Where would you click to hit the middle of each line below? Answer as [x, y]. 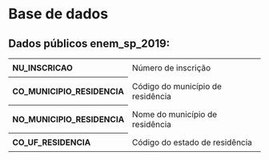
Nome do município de [175, 114]
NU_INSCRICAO [43, 68]
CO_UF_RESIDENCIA [52, 142]
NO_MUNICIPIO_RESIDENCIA [68, 119]
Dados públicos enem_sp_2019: [89, 44]
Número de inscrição [171, 68]
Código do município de [177, 86]
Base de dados [58, 14]
